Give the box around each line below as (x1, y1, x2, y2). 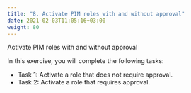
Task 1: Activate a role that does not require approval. (17, 70, 173, 79)
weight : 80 (7, 23, 40, 31)
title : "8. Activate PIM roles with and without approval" (7, 10, 185, 18)
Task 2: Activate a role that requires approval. (17, 78, 151, 87)
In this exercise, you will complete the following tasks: (7, 57, 164, 65)
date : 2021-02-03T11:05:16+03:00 (7, 17, 106, 24)
